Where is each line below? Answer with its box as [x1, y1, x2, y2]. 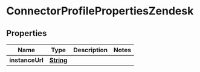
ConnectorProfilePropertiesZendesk [6, 4, 194, 18]
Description [73, 46, 108, 54]
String [49, 56, 68, 64]
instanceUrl [9, 56, 44, 64]
